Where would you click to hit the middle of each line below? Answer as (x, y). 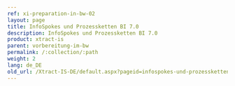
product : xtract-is (36, 40)
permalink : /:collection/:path (53, 53)
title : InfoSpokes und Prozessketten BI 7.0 (73, 26)
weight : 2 (22, 59)
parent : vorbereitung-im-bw (48, 46)
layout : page (26, 20)
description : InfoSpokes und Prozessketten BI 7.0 (83, 33)
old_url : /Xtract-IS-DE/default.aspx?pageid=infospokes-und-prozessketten (119, 71)
